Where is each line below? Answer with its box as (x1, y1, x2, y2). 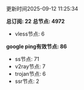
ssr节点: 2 (14, 78, 40, 85)
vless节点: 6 (14, 30, 45, 37)
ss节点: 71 (14, 56, 40, 62)
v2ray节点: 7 (14, 63, 46, 70)
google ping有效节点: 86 (6, 43, 67, 50)
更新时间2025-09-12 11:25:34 (6, 5, 79, 12)
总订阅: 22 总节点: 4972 (6, 18, 65, 25)
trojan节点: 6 (14, 70, 46, 77)
